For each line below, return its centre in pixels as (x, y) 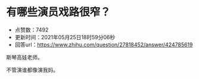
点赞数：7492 (32, 30)
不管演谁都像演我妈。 (32, 69)
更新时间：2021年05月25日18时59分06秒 (65, 37)
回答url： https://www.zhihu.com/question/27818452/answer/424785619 (104, 45)
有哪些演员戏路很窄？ (59, 12)
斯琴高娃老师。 (24, 57)
